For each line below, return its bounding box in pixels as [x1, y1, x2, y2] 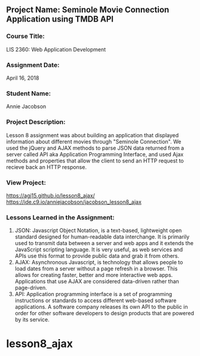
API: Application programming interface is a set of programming [14, 291, 172, 298]
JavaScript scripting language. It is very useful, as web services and [14, 246, 183, 254]
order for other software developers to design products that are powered [14, 310, 195, 317]
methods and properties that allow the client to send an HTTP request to [6, 157, 184, 164]
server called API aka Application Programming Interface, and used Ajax [6, 150, 184, 158]
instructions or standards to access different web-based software [14, 297, 177, 304]
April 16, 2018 [6, 74, 39, 82]
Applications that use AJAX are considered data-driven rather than [14, 278, 179, 285]
